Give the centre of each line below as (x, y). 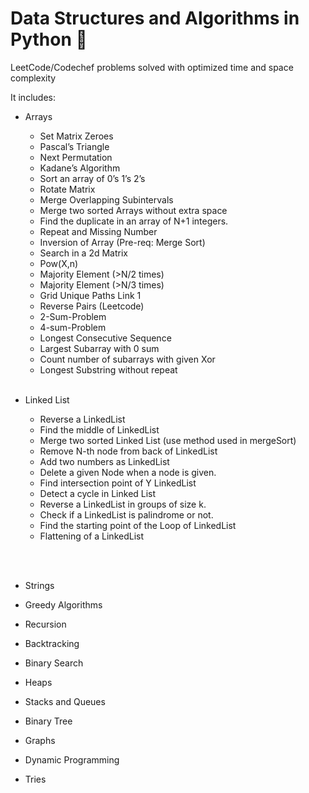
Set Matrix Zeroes (76, 136)
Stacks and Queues (65, 701)
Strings (39, 585)
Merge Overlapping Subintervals (106, 199)
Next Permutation (76, 157)
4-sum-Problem (73, 327)
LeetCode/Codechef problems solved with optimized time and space (152, 67)
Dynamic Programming (72, 759)
